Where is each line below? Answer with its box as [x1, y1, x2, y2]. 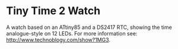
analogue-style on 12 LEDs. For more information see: [6, 30, 138, 37]
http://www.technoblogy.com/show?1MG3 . [6, 36, 111, 43]
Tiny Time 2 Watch [6, 4, 101, 18]
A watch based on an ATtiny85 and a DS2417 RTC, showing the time [6, 24, 172, 31]
